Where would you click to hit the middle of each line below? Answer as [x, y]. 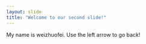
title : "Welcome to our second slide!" [56, 17]
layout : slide [24, 12]
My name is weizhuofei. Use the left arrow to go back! [73, 34]
